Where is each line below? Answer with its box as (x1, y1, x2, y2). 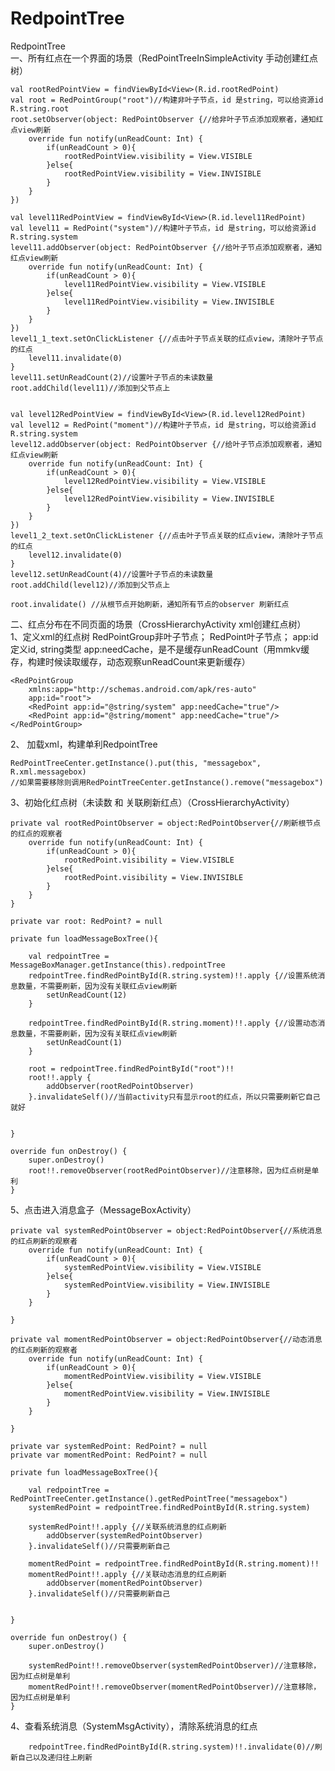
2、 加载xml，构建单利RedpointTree (10, 738, 158, 750)
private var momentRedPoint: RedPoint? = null (10, 1450, 208, 1460)
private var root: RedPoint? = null (10, 916, 163, 926)
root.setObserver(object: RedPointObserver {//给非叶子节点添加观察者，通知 (10, 114, 317, 124)
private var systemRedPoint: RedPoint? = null (10, 1441, 208, 1451)
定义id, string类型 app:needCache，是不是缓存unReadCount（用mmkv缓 (10, 643, 310, 655)
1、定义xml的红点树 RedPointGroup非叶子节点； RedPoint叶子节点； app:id (10, 630, 319, 642)
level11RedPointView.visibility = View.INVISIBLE (63, 297, 275, 307)
